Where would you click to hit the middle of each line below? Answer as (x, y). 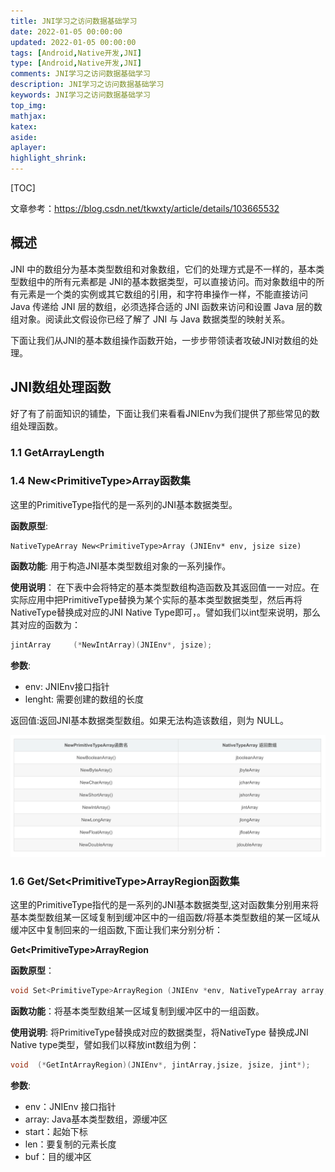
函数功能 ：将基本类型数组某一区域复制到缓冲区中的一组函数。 (137, 1011)
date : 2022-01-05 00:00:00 (66, 31)
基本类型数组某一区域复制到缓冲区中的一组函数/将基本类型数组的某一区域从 (165, 917)
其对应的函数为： (45, 624)
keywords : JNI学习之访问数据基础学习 (80, 95)
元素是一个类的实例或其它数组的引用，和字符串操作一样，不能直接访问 (163, 294)
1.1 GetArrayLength (57, 452)
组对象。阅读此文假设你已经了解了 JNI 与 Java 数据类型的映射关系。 (150, 319)
